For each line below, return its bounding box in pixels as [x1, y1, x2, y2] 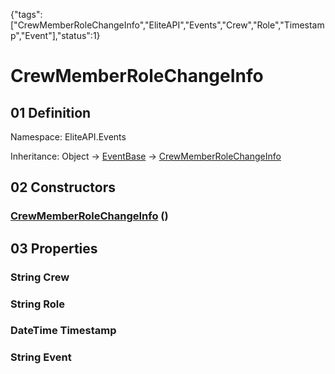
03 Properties [10, 240, 98, 257]
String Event [10, 350, 72, 364]
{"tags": [10, 9, 43, 20]
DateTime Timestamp [10, 324, 117, 338]
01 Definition [10, 104, 92, 121]
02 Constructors [10, 179, 116, 196]
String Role [10, 297, 66, 311]
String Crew [10, 270, 70, 284]
